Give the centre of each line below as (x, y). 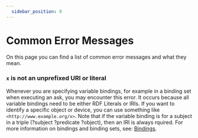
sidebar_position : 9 (37, 11)
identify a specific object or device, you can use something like (83, 110)
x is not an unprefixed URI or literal (56, 78)
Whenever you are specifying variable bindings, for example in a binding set (99, 91)
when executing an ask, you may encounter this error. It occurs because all (98, 97)
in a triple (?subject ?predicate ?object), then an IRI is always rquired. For (95, 122)
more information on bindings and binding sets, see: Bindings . (82, 128)
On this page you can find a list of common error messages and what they (96, 57)
